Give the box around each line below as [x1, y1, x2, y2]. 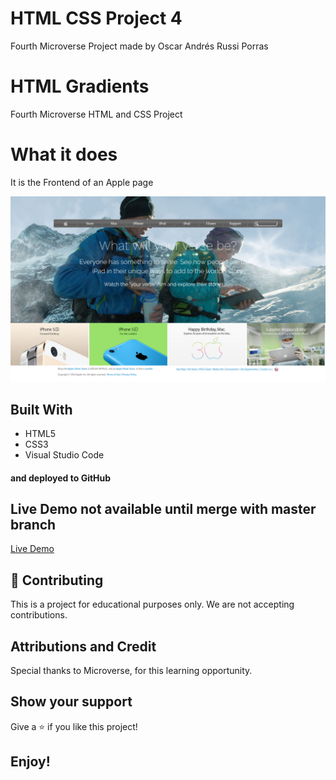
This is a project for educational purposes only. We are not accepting [10, 598, 295, 611]
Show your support [10, 693, 133, 711]
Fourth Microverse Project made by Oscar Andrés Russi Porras [10, 40, 269, 52]
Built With [10, 401, 73, 418]
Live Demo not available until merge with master [10, 500, 317, 517]
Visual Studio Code [24, 448, 105, 461]
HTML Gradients [10, 75, 150, 98]
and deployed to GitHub [10, 472, 112, 484]
